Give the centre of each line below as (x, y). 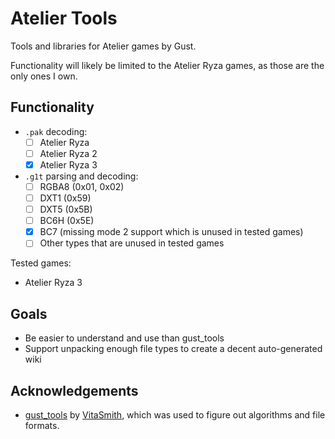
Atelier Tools (64, 18)
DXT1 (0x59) (65, 198)
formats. (42, 425)
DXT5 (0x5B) (66, 209)
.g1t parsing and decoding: (81, 176)
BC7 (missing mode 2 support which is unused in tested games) (171, 232)
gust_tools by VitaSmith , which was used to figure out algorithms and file (175, 414)
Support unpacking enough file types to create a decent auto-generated (173, 349)
